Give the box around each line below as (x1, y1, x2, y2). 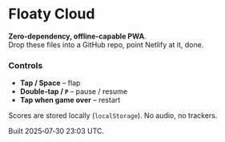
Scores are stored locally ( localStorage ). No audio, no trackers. (8, 111, 218, 120)
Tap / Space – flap (19, 78, 81, 88)
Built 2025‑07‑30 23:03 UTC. (8, 126, 105, 136)
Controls (8, 59, 43, 71)
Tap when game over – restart (19, 95, 121, 105)
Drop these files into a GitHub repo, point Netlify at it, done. (8, 39, 204, 49)
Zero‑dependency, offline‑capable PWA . (8, 31, 147, 41)
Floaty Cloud (8, 5, 95, 23)
